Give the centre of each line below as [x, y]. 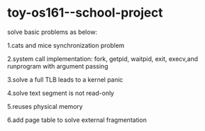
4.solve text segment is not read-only [61, 93]
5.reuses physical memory [45, 106]
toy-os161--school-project [85, 13]
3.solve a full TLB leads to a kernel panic [65, 79]
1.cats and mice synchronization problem [66, 45]
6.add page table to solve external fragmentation [77, 120]
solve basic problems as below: [52, 32]
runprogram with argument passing [58, 66]
